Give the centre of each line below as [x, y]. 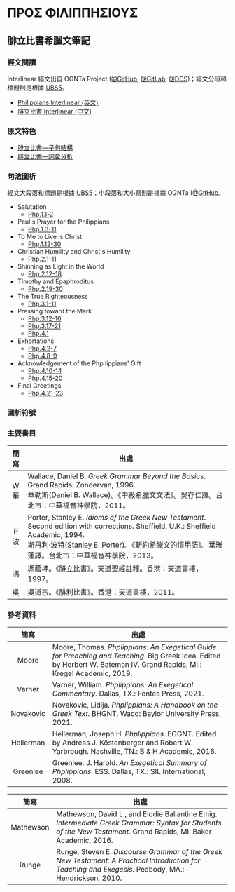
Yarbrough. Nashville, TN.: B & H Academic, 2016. [134, 751]
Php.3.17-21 [44, 326]
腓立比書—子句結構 [45, 148]
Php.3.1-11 [42, 304]
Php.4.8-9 [42, 356]
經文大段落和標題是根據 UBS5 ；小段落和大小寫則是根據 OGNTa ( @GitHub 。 [116, 193]
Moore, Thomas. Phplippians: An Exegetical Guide [134, 647]
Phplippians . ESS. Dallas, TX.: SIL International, [129, 771]
